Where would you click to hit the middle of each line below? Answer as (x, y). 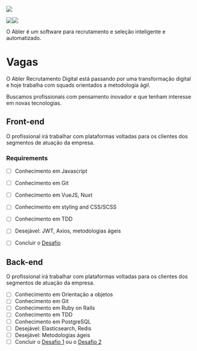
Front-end (25, 122)
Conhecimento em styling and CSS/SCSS (66, 207)
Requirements (27, 158)
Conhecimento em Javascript (51, 171)
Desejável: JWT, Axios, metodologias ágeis (68, 231)
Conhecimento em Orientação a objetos (64, 294)
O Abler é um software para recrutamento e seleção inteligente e (86, 32)
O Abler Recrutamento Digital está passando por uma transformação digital (98, 78)
